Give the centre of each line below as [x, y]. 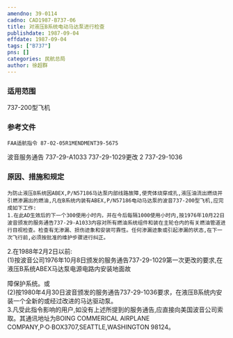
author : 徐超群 [27, 65]
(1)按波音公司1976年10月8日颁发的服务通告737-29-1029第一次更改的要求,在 [115, 260]
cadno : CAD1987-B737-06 [42, 20]
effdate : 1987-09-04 [37, 40]
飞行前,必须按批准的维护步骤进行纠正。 [61, 237]
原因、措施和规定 [36, 177]
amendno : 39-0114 [32, 14]
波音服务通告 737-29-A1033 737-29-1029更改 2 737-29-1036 [95, 157]
